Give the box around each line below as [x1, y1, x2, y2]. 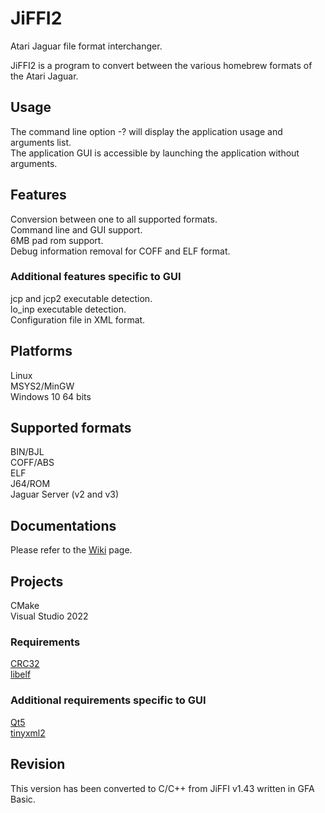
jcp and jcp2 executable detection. [10, 292, 153, 304]
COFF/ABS [10, 457, 55, 469]
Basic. [10, 793, 36, 805]
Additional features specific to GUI [10, 270, 182, 284]
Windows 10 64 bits [10, 390, 92, 402]
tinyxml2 [10, 727, 46, 739]
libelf [10, 668, 32, 681]
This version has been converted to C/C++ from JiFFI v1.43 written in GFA [10, 782, 315, 794]
